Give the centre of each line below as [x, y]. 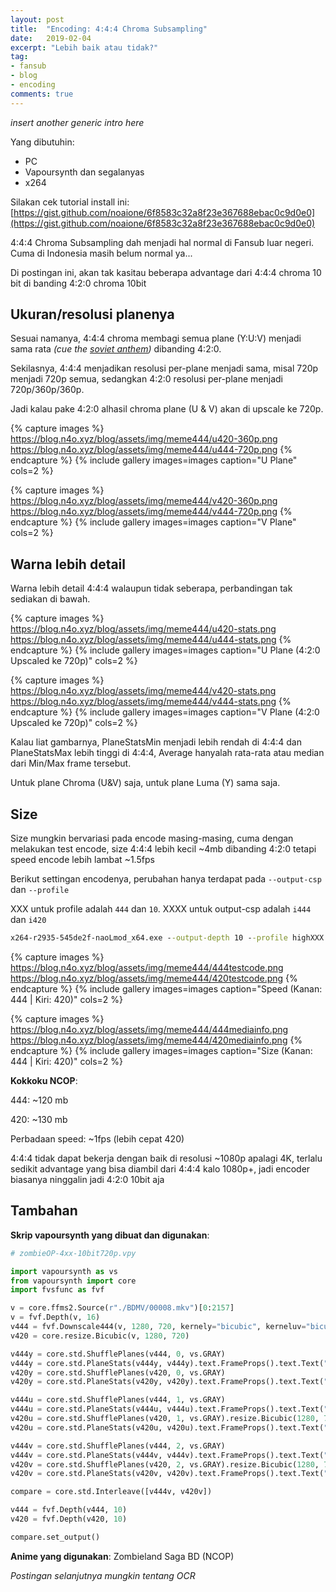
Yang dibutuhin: [42, 142]
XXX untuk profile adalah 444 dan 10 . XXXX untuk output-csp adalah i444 [161, 909]
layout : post [37, 19]
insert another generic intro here [77, 122]
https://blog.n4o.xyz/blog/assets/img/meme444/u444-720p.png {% [151, 450]
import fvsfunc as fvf [57, 1290]
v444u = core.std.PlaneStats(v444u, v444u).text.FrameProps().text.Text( [167, 1409]
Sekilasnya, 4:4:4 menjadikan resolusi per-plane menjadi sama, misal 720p [164, 368]
